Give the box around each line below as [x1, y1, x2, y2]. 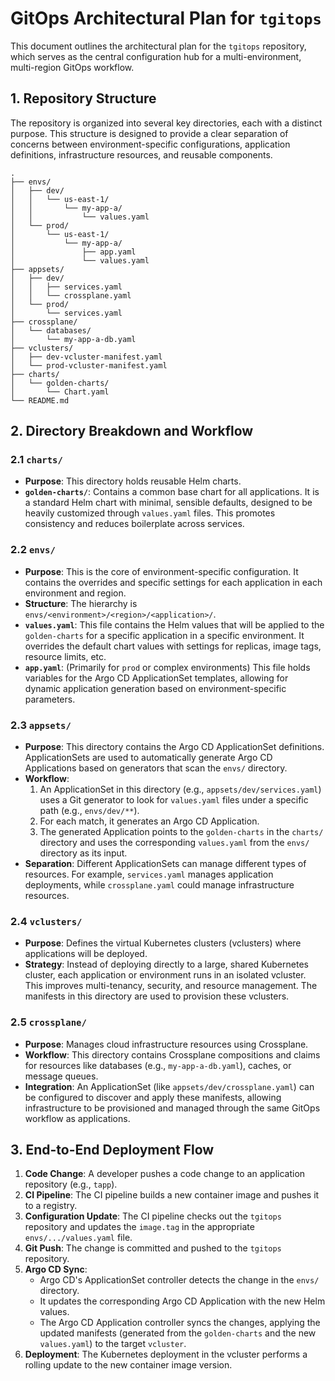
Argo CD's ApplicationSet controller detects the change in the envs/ [39, 1274, 320, 1286]
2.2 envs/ [10, 543, 56, 557]
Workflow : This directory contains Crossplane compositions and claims [24, 1048, 321, 1061]
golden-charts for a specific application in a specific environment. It [24, 629, 305, 641]
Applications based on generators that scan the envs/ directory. [24, 762, 288, 774]
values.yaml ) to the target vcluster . [39, 1338, 187, 1350]
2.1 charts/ [10, 453, 63, 467]
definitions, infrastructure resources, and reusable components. [10, 148, 273, 161]
